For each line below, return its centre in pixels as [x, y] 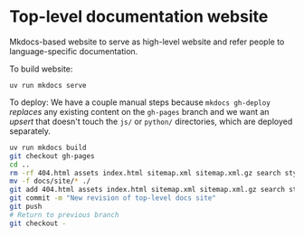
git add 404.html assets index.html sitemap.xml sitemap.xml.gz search [147, 190]
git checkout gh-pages [52, 156]
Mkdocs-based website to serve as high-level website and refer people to [147, 42]
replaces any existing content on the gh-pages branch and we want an [139, 111]
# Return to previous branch [64, 214]
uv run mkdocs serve [48, 85]
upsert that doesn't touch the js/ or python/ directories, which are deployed [151, 121]
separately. [30, 131]
